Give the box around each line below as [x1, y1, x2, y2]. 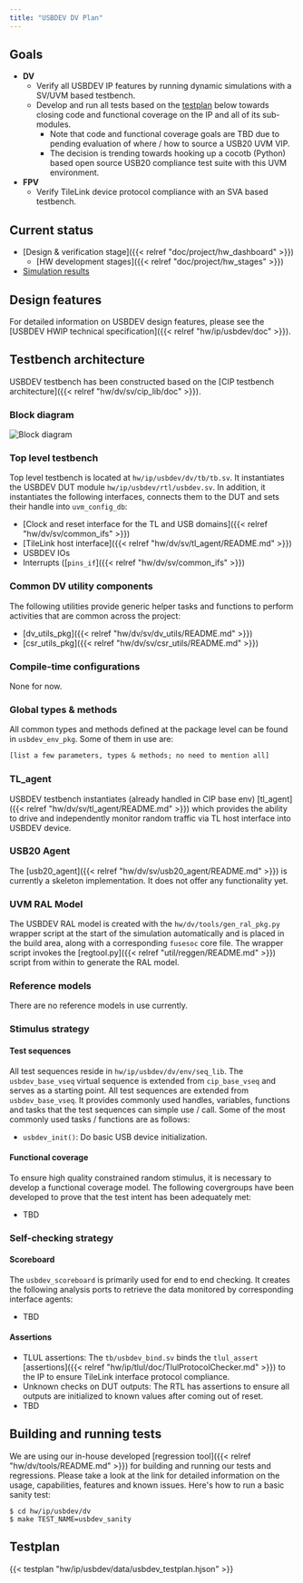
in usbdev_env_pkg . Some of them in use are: [9, 734, 174, 745]
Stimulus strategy [9, 1022, 90, 1035]
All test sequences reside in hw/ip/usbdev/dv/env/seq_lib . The [9, 1065, 244, 1076]
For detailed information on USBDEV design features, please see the [9, 317, 265, 327]
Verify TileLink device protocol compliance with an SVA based [35, 187, 269, 198]
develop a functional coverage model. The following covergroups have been [9, 1181, 295, 1193]
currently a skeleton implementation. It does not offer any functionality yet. [9, 875, 288, 885]
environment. [49, 167, 100, 178]
